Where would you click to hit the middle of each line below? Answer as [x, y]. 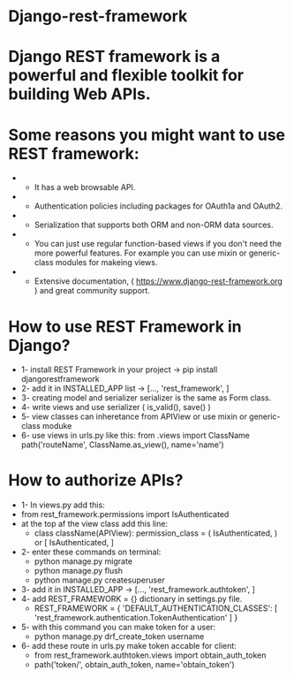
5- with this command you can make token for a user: [118, 627]
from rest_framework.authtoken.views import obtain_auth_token [150, 655]
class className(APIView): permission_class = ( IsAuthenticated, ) [156, 533]
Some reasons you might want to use [147, 135]
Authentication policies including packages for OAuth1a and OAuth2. [158, 206]
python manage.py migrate [83, 561]
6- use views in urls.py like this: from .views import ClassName [136, 436]
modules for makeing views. [106, 263]
